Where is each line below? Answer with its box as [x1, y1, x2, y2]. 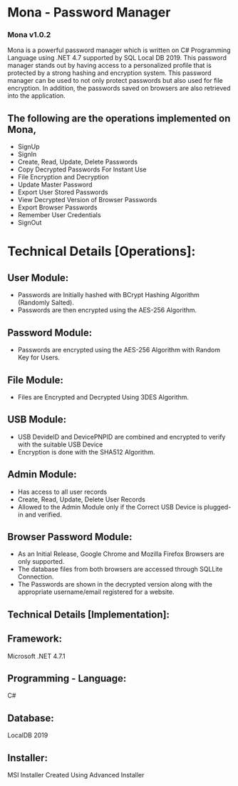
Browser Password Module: [7, 530, 133, 543]
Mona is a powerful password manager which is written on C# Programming [7, 46, 231, 54]
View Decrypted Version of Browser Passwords [17, 196, 157, 204]
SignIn [17, 150, 37, 159]
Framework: [7, 633, 63, 645]
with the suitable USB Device [17, 440, 103, 449]
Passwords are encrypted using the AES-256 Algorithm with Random [17, 346, 221, 354]
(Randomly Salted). [17, 298, 75, 307]
